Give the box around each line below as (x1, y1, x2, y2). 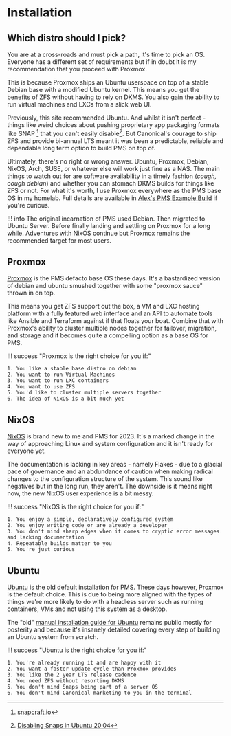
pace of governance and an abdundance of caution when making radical (7, 467, 213, 476)
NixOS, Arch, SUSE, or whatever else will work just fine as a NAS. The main (7, 164, 220, 172)
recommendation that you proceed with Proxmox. (7, 65, 148, 73)
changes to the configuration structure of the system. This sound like (7, 475, 203, 483)
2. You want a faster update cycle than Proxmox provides (7, 665, 177, 673)
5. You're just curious (7, 546, 76, 553)
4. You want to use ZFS (7, 383, 76, 390)
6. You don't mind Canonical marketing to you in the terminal (7, 689, 192, 697)
